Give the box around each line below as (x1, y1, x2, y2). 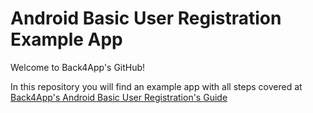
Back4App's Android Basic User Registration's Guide (10, 91, 228, 103)
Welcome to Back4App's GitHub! (10, 61, 146, 73)
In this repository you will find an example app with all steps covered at (10, 80, 303, 92)
